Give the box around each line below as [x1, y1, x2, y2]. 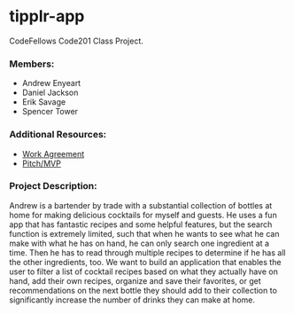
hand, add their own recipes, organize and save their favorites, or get [9, 275, 261, 286]
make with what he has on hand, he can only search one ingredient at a [9, 238, 270, 248]
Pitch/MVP [21, 158, 62, 169]
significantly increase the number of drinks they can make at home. [9, 294, 255, 305]
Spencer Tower [21, 106, 78, 117]
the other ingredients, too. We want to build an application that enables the [9, 256, 282, 267]
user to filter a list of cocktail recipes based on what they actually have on [9, 266, 279, 277]
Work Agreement [21, 148, 85, 159]
